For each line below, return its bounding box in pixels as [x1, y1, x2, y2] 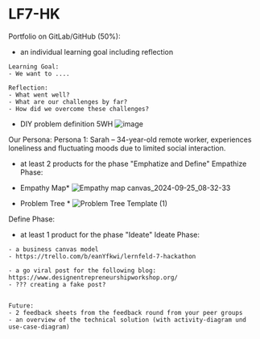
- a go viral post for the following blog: [8, 267, 157, 275]
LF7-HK [8, 5, 60, 23]
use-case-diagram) [8, 323, 70, 331]
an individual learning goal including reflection [19, 47, 174, 56]
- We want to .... [8, 69, 70, 77]
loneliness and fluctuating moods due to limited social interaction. [8, 143, 226, 153]
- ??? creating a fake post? [8, 280, 106, 288]
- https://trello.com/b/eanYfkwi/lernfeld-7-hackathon [8, 252, 196, 260]
